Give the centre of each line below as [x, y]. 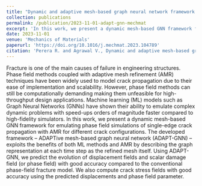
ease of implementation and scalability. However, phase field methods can [98, 87]
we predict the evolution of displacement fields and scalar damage [103, 157]
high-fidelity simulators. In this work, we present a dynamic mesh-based [96, 119]
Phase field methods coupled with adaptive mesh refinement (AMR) [90, 74]
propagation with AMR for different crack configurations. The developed [96, 131]
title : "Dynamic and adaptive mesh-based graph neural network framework [101, 12]
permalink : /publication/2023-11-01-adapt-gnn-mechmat [76, 23]
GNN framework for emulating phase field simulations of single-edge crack [99, 125]
